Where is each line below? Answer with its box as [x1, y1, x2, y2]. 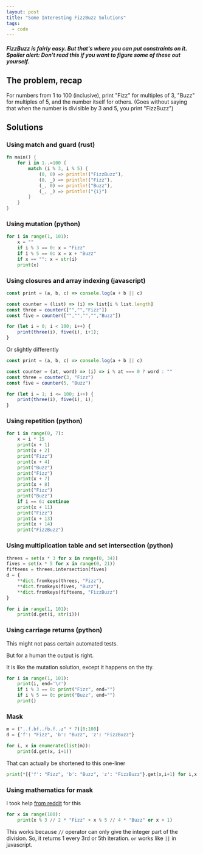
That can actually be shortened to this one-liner [6, 760, 126, 767]
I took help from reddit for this [6, 799, 81, 806]
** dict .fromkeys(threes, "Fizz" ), [17, 578, 105, 584]
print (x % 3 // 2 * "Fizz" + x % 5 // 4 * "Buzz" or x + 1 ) [17, 817, 173, 823]
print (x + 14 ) [17, 521, 53, 527]
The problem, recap [6, 76, 83, 86]
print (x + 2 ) [17, 447, 50, 454]
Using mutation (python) [6, 220, 81, 229]
